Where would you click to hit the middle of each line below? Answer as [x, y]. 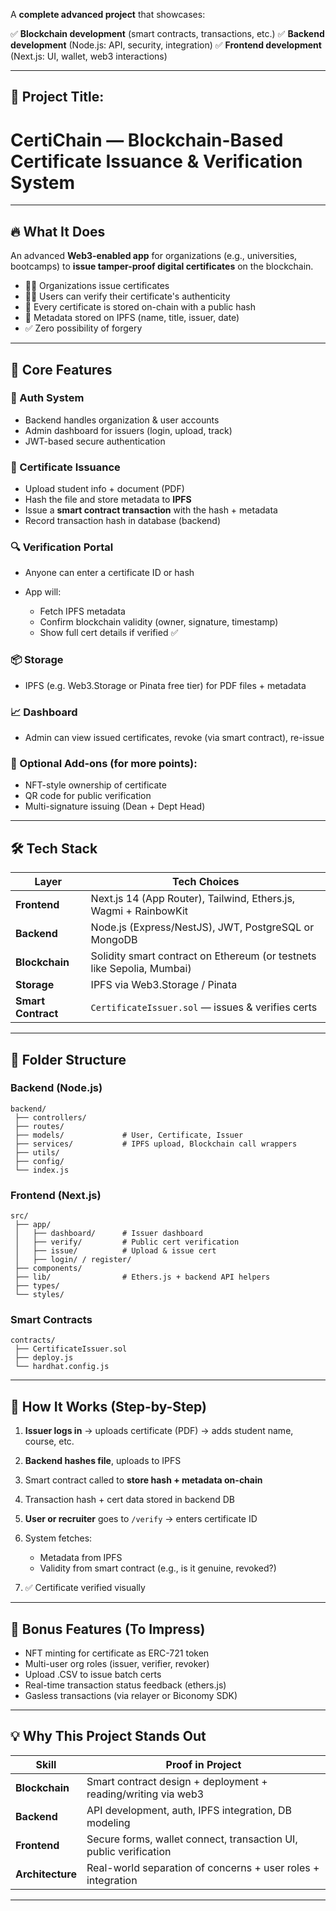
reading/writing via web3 [145, 1794]
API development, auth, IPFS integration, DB [189, 1810]
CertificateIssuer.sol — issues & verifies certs [204, 1007]
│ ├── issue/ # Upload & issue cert [115, 1251]
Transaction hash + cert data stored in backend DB [129, 1500]
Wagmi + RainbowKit [139, 911]
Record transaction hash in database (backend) [123, 521]
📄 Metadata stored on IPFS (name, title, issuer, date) [132, 318]
